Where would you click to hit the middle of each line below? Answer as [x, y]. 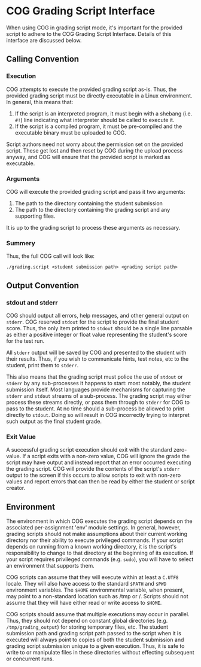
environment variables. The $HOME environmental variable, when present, [95, 590]
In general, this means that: [40, 102]
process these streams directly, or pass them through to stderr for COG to [98, 402]
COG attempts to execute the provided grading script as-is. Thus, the [92, 89]
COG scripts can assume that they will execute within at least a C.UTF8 [92, 577]
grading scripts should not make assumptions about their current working [97, 534]
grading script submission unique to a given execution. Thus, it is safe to [95, 646]
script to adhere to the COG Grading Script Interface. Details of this [89, 33]
